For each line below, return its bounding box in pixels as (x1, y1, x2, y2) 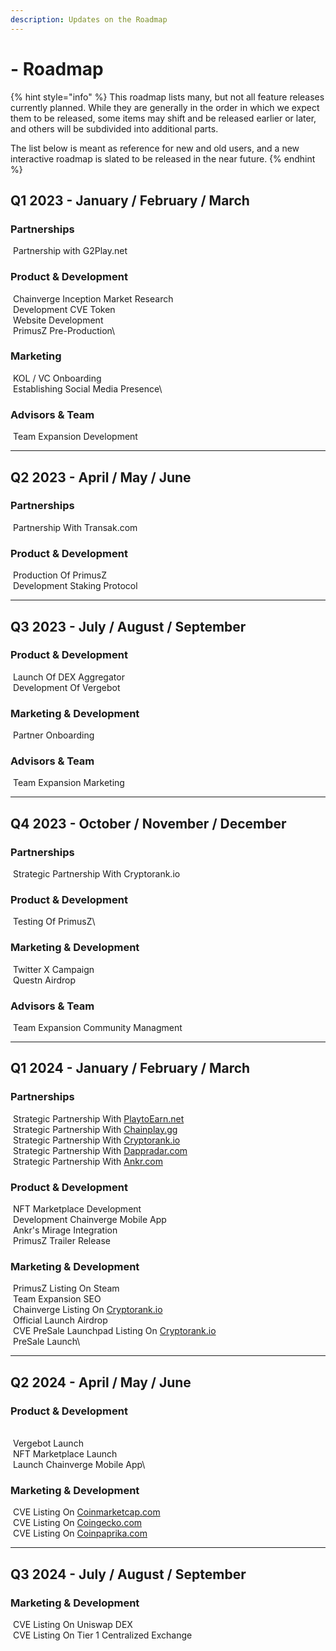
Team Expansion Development (12, 431, 138, 443)
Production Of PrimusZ (12, 569, 108, 581)
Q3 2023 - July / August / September (10, 618, 247, 635)
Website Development (12, 314, 104, 326)
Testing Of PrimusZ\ (12, 916, 96, 928)
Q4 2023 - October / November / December (10, 815, 287, 832)
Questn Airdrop (12, 974, 77, 986)
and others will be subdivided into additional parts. (10, 122, 219, 135)
